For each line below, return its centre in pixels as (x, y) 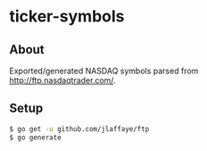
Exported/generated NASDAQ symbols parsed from (104, 71)
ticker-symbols (67, 17)
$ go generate (36, 137)
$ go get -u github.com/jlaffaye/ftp (79, 129)
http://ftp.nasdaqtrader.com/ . (62, 80)
